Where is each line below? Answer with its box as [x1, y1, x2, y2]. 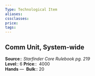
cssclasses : [5, 16, 29, 21]
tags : [5, 25, 16, 30]
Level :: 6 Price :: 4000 [5, 61, 50, 67]
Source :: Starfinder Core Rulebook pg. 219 [5, 56, 91, 61]
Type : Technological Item [5, 7, 57, 12]
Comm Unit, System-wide [5, 43, 85, 51]
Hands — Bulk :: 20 [5, 66, 45, 72]
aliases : [5, 12, 23, 16]
